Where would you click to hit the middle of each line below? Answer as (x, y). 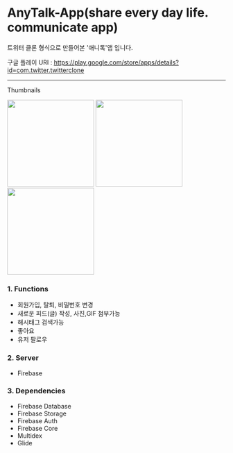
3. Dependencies (36, 391)
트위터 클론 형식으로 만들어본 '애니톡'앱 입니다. (70, 47)
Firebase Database (44, 406)
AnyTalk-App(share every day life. (108, 13)
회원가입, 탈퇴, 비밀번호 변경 (55, 305)
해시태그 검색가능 (41, 322)
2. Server (23, 358)
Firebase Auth (37, 420)
